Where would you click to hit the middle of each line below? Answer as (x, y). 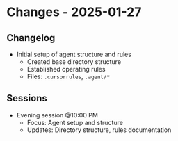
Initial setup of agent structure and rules (74, 54)
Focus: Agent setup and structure (75, 122)
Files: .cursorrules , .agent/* (68, 76)
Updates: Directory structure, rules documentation (99, 130)
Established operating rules (66, 69)
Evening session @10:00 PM (57, 115)
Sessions (27, 98)
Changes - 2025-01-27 (74, 12)
